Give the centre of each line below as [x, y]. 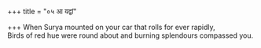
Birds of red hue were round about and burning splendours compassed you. [130, 35]
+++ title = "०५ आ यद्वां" [42, 11]
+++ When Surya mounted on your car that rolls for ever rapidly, [111, 27]
